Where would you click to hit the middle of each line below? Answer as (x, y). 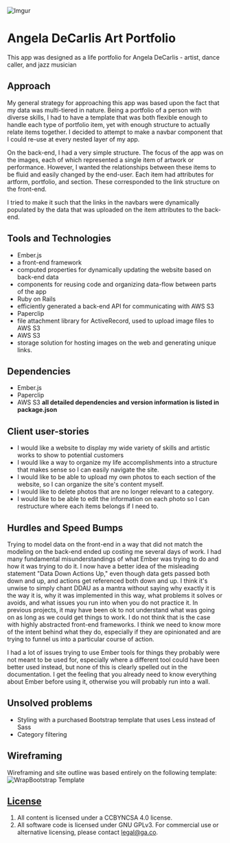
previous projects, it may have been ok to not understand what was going (111, 610)
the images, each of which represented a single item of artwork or (101, 160)
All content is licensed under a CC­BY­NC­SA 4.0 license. (95, 818)
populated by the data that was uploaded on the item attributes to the (105, 209)
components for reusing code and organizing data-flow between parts (117, 284)
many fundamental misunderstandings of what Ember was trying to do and (113, 559)
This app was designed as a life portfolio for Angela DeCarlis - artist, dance (113, 57)
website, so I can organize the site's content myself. (90, 485)
